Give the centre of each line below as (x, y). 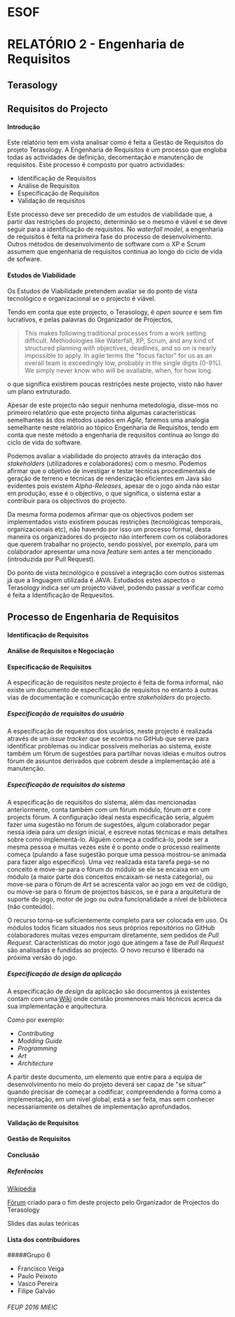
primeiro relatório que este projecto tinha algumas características (102, 412)
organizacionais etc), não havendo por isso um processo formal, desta (109, 529)
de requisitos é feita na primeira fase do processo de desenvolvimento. (110, 237)
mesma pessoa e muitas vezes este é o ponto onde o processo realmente (114, 847)
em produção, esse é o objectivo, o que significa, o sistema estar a (104, 493)
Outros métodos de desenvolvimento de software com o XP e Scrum (106, 244)
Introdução (24, 126)
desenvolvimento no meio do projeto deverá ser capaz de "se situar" (107, 1085)
